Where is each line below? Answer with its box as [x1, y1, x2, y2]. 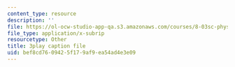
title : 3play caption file [7, 43, 86, 50]
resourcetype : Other [7, 36, 68, 43]
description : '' [7, 17, 55, 24]
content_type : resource [7, 10, 77, 17]
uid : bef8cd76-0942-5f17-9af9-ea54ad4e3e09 [7, 50, 136, 57]
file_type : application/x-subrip [7, 29, 105, 37]
